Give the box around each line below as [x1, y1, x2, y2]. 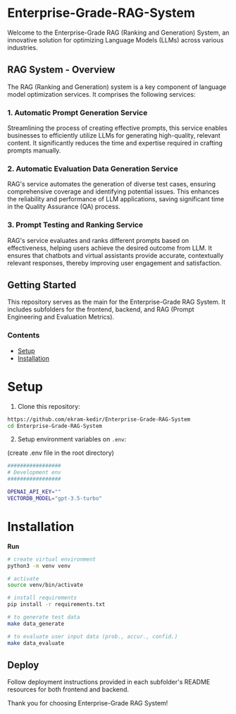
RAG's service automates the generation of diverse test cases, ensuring [7, 180, 216, 189]
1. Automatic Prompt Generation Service [7, 107, 148, 117]
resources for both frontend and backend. [7, 685, 129, 694]
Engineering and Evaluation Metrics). [7, 313, 115, 321]
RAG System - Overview [7, 64, 116, 76]
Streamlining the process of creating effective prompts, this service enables [7, 124, 228, 132]
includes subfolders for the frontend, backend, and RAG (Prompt [7, 305, 195, 314]
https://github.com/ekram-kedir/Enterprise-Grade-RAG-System [7, 415, 191, 423]
